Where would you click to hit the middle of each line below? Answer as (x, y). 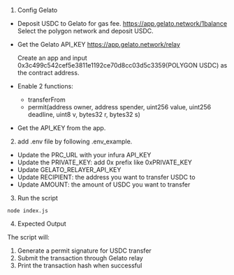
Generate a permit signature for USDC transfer (84, 251)
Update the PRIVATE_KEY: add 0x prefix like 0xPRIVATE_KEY (104, 162)
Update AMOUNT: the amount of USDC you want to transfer (104, 184)
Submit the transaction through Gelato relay (80, 258)
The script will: (29, 237)
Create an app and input (52, 58)
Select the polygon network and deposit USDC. (85, 31)
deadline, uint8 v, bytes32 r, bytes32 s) (84, 115)
